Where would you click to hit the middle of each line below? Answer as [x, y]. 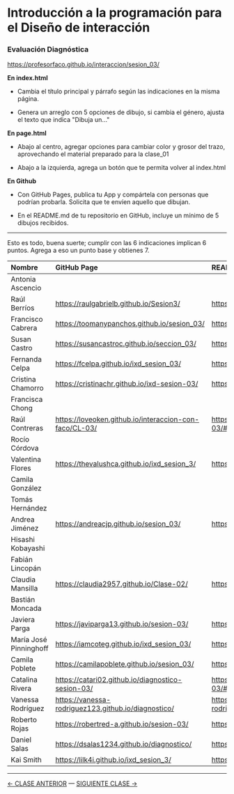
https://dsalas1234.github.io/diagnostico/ [124, 745]
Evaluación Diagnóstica [48, 49]
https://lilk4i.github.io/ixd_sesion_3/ [114, 760]
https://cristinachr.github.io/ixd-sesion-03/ [127, 384]
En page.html [27, 133]
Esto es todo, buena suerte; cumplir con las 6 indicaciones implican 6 [107, 243]
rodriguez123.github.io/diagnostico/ [115, 708]
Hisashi [23, 540]
